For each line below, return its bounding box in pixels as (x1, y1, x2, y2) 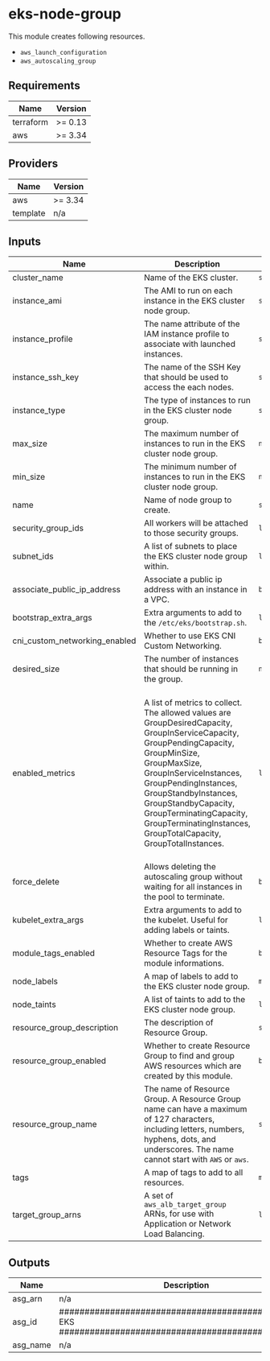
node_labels (12, 975, 59, 987)
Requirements (8, 79, 80, 93)
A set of (144, 1190, 174, 1202)
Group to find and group (144, 1050, 235, 1062)
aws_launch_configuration (19, 48, 107, 56)
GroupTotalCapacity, (144, 827, 222, 839)
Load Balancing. (144, 1228, 205, 1239)
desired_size (12, 663, 60, 674)
